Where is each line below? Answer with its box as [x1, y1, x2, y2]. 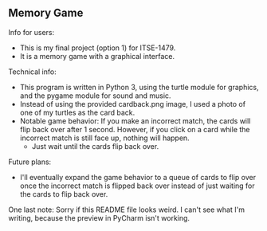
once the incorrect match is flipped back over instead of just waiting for [19, 181, 255, 190]
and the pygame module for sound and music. [19, 91, 171, 100]
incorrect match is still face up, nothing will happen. [19, 133, 190, 143]
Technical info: [8, 67, 57, 76]
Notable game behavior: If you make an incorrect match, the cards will [19, 115, 251, 126]
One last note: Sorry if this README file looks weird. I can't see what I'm [8, 205, 245, 214]
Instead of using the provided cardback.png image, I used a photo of [19, 99, 245, 108]
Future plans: [8, 157, 52, 166]
